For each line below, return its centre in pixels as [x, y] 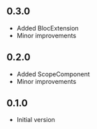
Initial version [36, 120]
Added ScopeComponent [53, 74]
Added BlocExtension [47, 28]
